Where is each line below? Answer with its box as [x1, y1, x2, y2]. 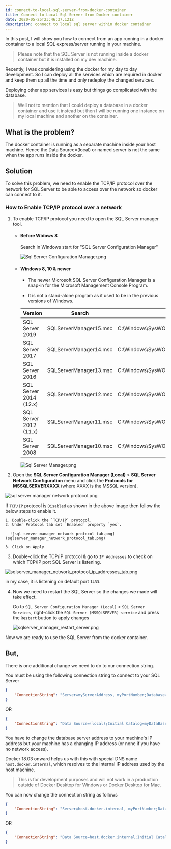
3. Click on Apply [5, 544, 44, 549]
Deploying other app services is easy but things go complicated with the [5, 87, 157, 93]
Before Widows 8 [20, 232, 58, 238]
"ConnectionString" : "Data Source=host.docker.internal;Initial [14, 835, 154, 840]
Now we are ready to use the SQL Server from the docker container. [5, 634, 148, 640]
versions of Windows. [27, 298, 74, 304]
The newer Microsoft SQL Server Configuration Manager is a [27, 277, 155, 283]
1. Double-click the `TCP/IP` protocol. [5, 518, 93, 523]
